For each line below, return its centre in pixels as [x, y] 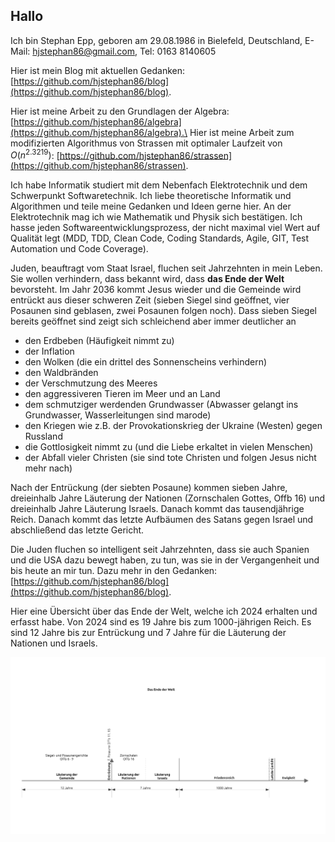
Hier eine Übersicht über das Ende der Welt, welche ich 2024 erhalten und [164, 611]
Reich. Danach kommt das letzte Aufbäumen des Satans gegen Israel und [162, 520]
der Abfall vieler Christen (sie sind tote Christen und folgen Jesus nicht [170, 458]
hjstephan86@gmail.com [83, 51]
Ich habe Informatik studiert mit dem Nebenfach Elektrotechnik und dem [159, 185]
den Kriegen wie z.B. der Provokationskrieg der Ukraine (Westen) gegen [173, 426]
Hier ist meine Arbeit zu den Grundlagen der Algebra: [120, 111]
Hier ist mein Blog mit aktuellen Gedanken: [97, 70]
